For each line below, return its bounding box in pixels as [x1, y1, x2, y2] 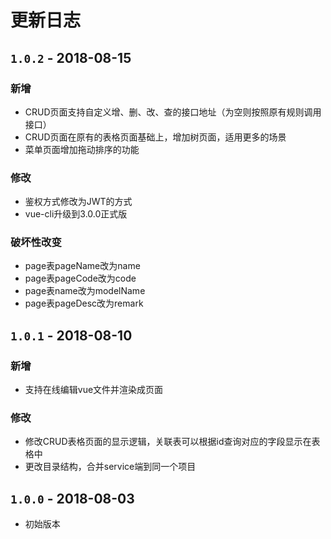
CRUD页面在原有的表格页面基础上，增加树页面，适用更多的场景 [24, 131, 287, 143]
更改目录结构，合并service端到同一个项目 [24, 461, 197, 473]
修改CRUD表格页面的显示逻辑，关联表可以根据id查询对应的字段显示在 [24, 436, 312, 448]
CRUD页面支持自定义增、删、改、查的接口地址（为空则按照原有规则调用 [24, 106, 322, 118]
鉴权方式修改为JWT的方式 [24, 196, 133, 208]
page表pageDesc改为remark [24, 297, 144, 310]
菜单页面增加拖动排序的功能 [24, 143, 140, 155]
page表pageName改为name [24, 260, 141, 272]
